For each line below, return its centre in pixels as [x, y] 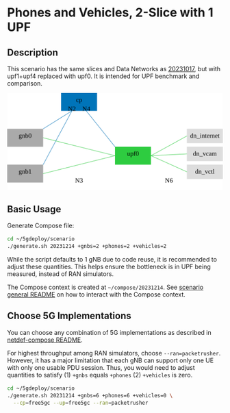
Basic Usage [34, 209]
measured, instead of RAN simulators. [61, 274]
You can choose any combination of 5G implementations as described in [110, 332]
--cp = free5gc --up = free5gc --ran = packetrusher [81, 403]
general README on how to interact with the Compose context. [97, 294]
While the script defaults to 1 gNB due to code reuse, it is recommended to [112, 259]
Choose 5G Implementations [69, 316]
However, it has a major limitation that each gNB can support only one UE [111, 360]
